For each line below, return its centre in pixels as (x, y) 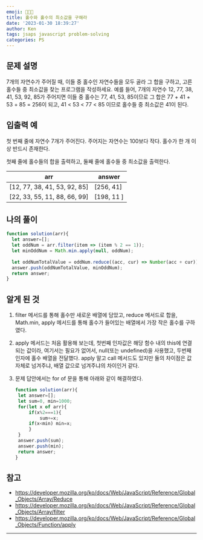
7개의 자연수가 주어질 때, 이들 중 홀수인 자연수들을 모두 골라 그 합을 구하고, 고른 (99, 82)
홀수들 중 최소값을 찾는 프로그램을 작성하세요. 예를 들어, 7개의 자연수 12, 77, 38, (100, 89)
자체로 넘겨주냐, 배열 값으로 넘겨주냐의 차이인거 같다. (77, 366)
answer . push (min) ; (41, 446)
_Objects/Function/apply (45, 525)
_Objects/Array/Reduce (44, 499)
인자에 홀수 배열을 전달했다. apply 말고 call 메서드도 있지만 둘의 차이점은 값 (103, 358)
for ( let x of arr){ (42, 407)
